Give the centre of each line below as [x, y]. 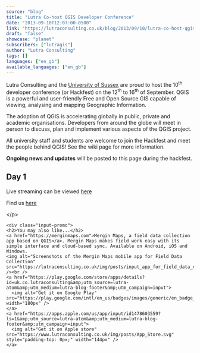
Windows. [17, 251]
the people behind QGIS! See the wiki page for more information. [85, 147]
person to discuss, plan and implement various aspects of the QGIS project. [99, 129]
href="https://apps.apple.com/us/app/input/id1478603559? [87, 313]
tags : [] [17, 56]
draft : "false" [25, 34]
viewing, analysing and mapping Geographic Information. [76, 105]
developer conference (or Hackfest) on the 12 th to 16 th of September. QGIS [98, 92]
